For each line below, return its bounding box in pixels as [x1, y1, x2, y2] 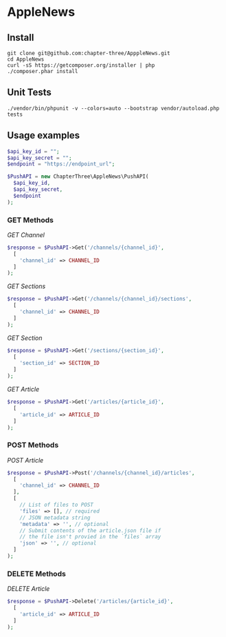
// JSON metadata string [19, 514, 91, 521]
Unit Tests [7, 87, 52, 99]
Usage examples [7, 130, 80, 141]
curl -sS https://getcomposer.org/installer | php [7, 62, 155, 69]
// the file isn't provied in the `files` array [19, 534, 161, 540]
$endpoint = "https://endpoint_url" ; [7, 161, 115, 168]
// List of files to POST [19, 501, 94, 509]
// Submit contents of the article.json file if [19, 527, 161, 534]
